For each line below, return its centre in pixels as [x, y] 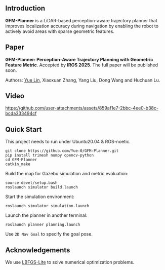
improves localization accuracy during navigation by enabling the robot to [82, 26]
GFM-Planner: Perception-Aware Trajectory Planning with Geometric [79, 59]
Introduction [25, 8]
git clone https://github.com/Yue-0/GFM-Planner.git [62, 151]
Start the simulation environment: [40, 197]
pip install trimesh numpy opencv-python [50, 156]
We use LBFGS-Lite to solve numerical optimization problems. [70, 262]
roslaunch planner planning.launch [43, 225]
